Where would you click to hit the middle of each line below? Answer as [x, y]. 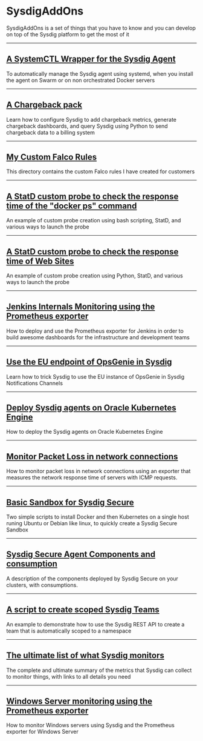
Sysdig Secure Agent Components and [81, 555]
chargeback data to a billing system [51, 132]
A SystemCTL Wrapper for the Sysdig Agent [91, 59]
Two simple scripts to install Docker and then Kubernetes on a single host [98, 517]
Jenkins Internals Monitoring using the [81, 307]
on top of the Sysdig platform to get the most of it [68, 34]
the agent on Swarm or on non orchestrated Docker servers [81, 80]
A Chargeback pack [44, 105]
